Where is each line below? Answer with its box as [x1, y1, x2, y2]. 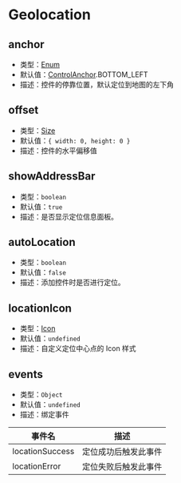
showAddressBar [8, 170, 96, 183]
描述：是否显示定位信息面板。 [19, 211, 118, 221]
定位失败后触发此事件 [82, 461, 163, 473]
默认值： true [19, 202, 63, 211]
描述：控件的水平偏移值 [19, 146, 97, 155]
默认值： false [19, 268, 66, 277]
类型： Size [19, 126, 56, 135]
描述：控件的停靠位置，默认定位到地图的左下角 [19, 80, 174, 89]
